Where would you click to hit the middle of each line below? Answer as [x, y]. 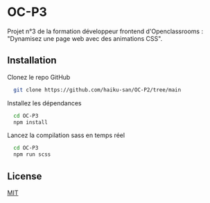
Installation [32, 61]
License [25, 176]
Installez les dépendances [44, 103]
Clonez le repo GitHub [39, 77]
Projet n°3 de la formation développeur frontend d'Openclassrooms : [105, 31]
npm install [31, 122]
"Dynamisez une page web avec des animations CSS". [85, 38]
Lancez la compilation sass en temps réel [66, 135]
